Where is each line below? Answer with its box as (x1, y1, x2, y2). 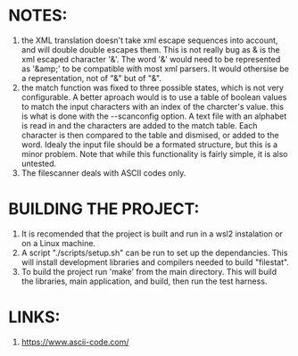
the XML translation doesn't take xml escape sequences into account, (21, 35, 278, 46)
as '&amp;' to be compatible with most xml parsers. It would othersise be (21, 63, 289, 74)
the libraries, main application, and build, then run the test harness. (21, 276, 268, 286)
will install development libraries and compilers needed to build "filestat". (21, 256, 289, 268)
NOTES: (8, 5, 68, 26)
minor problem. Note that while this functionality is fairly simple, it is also (21, 148, 288, 159)
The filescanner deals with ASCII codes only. (21, 167, 186, 178)
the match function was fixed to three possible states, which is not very (21, 82, 285, 93)
